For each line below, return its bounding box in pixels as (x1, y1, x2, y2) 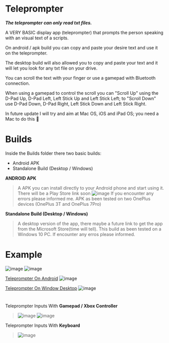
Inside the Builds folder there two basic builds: (5, 150, 102, 156)
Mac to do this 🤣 (5, 116, 39, 122)
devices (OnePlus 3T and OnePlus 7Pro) (17, 201, 101, 207)
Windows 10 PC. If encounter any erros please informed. (17, 231, 135, 237)
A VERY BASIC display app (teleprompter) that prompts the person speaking (5, 29, 164, 35)
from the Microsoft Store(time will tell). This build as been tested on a (17, 225, 161, 232)
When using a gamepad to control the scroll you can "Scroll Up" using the (5, 90, 159, 96)
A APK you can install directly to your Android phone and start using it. (17, 185, 164, 191)
